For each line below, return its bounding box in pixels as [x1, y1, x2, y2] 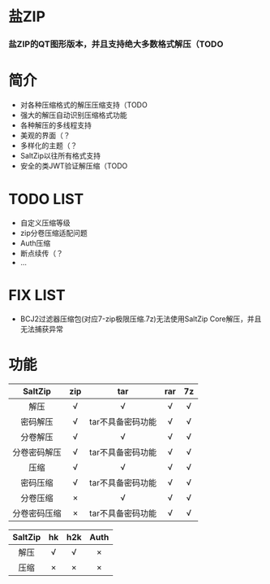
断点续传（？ [19, 248, 63, 258]
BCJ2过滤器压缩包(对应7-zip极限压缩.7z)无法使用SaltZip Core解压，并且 [19, 314, 262, 324]
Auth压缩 [19, 238, 51, 248]
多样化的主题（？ [19, 141, 78, 150]
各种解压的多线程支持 [19, 120, 92, 130]
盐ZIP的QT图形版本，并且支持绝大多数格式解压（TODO [8, 38, 224, 50]
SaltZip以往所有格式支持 [19, 151, 101, 161]
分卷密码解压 [12, 447, 62, 458]
